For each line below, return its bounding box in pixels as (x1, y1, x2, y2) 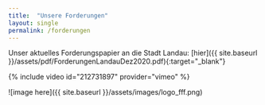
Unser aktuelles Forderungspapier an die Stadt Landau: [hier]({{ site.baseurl (8, 49, 258, 58)
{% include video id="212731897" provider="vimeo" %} (8, 72, 190, 82)
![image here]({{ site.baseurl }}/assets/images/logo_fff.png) (8, 87, 203, 97)
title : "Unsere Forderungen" (8, 11, 109, 20)
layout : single (8, 19, 59, 27)
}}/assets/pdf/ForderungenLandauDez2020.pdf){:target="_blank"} (8, 56, 226, 66)
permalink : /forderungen (8, 26, 91, 34)
